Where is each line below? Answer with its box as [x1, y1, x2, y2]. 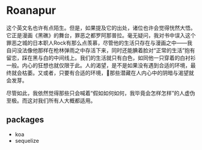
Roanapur [6, 4, 56, 17]
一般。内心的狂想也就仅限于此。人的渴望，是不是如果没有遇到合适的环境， [6, 61, 191, 69]
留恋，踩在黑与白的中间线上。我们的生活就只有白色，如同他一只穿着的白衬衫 [6, 54, 196, 61]
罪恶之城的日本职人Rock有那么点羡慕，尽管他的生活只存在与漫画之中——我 [6, 39, 192, 46]
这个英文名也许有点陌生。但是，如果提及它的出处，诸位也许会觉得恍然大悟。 [6, 24, 196, 31]
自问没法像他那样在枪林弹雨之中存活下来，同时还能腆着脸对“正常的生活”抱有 [6, 46, 195, 54]
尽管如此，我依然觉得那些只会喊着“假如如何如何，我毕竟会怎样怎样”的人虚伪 [6, 89, 195, 97]
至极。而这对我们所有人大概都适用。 [6, 97, 96, 104]
